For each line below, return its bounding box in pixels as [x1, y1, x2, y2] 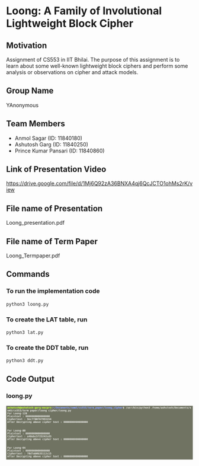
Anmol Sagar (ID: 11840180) [14, 135, 83, 142]
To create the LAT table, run [6, 315, 88, 324]
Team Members [6, 119, 65, 129]
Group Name [6, 86, 54, 96]
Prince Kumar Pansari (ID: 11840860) [14, 147, 105, 154]
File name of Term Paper [6, 236, 98, 247]
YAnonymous [6, 101, 39, 108]
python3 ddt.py [6, 358, 44, 364]
